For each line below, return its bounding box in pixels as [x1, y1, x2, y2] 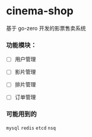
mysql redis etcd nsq [6, 125, 56, 131]
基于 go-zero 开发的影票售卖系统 [6, 24, 86, 32]
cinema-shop [6, 4, 74, 18]
